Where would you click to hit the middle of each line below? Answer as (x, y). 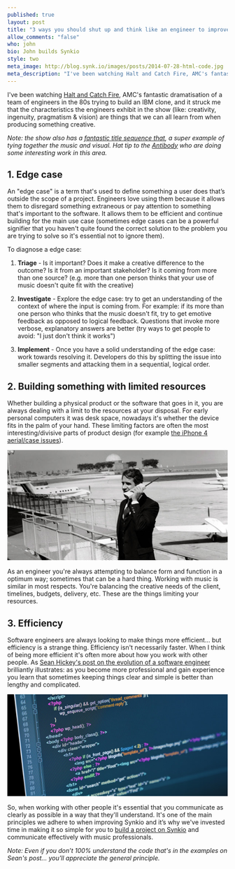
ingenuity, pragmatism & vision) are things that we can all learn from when (114, 117)
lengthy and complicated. (44, 684)
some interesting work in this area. (57, 152)
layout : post (26, 22)
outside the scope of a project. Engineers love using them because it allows (116, 199)
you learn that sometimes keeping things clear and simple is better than (110, 677)
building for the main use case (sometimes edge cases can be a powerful (113, 221)
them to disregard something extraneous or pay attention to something (109, 206)
